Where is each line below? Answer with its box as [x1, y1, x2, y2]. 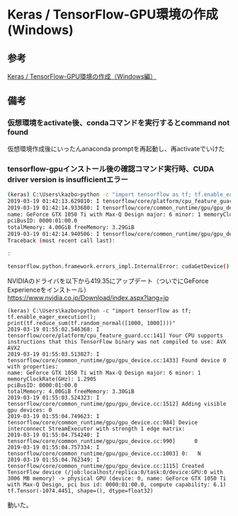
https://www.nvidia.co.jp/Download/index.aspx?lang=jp [7, 293, 169, 302]
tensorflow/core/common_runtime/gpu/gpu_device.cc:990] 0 [7, 437, 198, 444]
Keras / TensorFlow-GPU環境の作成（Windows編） [7, 72, 157, 80]
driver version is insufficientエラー [7, 175, 129, 185]
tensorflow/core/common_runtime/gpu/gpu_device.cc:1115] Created [7, 462, 204, 469]
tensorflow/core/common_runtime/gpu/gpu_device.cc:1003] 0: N [7, 450, 201, 457]
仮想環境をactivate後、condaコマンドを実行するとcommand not [7, 118, 230, 128]
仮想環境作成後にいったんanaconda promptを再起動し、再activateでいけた [7, 144, 225, 153]
